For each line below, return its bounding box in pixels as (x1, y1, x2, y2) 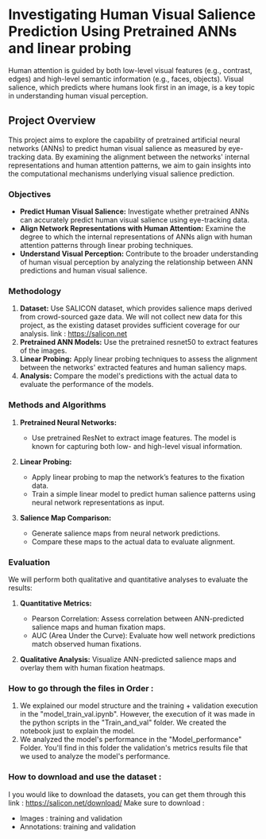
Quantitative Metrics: (19, 598, 93, 608)
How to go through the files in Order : (8, 682, 154, 694)
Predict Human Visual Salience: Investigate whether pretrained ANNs (19, 207, 250, 216)
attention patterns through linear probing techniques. (19, 241, 194, 250)
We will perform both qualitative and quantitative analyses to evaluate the (8, 574, 249, 584)
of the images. (19, 346, 67, 355)
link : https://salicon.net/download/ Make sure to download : (8, 798, 205, 807)
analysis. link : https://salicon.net (19, 329, 128, 338)
